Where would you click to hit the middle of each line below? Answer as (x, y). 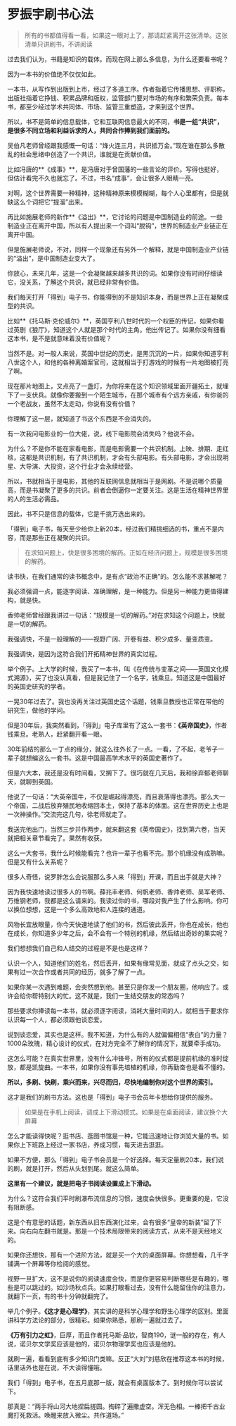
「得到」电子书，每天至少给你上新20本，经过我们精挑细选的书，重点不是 (113, 529)
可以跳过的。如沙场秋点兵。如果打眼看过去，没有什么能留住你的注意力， (124, 1287)
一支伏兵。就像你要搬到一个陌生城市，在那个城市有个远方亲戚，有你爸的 (124, 395)
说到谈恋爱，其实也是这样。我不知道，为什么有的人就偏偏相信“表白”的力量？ (118, 1034)
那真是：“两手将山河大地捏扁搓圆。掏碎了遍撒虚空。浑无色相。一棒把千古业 (117, 1406)
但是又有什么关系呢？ (38, 861)
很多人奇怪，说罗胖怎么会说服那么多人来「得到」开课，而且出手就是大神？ (115, 877)
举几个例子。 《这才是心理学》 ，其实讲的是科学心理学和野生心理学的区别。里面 (118, 1311)
